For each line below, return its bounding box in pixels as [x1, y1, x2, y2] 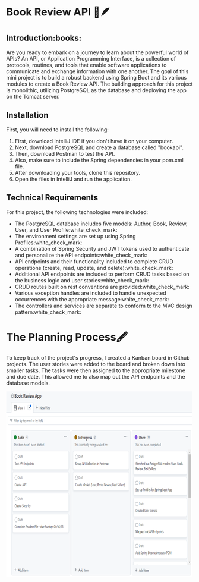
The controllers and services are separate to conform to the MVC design [14, 302, 193, 309]
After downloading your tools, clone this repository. [14, 169, 141, 176]
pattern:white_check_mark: [14, 308, 81, 316]
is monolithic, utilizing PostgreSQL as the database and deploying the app [6, 87, 187, 93]
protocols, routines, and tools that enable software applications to [6, 61, 167, 68]
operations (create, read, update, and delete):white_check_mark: [14, 264, 173, 271]
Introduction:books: [6, 33, 82, 43]
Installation [6, 110, 49, 120]
